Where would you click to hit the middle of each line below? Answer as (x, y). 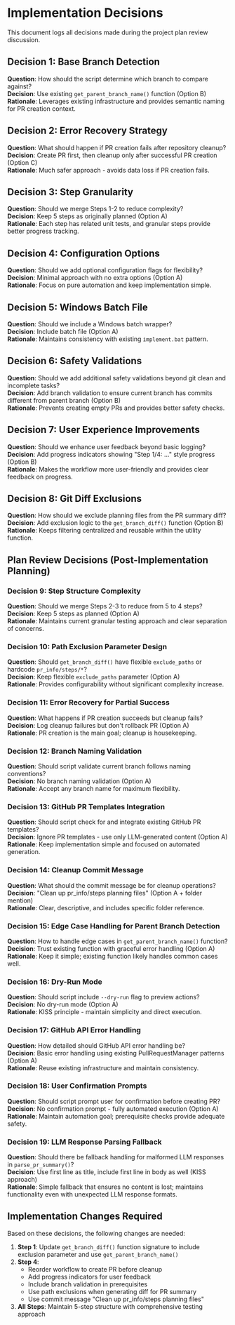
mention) (20, 900)
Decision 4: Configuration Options (83, 253)
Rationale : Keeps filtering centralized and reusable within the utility (104, 531)
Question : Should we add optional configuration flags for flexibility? (105, 270)
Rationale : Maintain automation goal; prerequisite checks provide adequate (116, 1116)
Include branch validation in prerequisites (88, 1284)
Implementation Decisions (85, 13)
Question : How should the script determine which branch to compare (108, 79)
